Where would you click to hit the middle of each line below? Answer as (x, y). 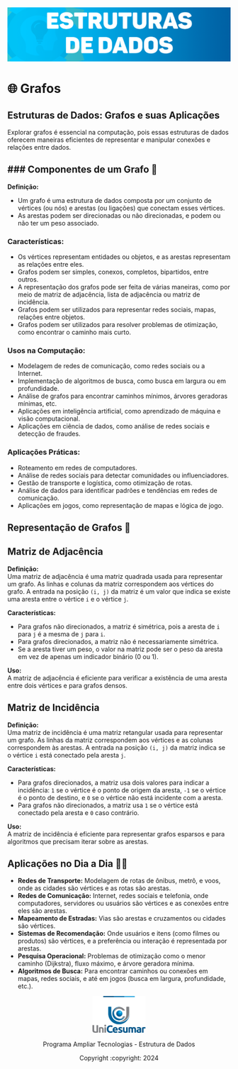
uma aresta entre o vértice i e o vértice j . (68, 599)
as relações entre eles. (51, 265)
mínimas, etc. (37, 404)
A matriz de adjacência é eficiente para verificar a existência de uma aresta (118, 677)
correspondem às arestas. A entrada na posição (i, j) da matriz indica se (116, 747)
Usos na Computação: (46, 350)
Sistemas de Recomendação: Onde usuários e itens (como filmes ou (119, 934)
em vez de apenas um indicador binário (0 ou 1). (88, 656)
